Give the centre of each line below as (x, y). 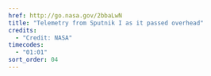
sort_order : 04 (33, 60)
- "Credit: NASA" (44, 38)
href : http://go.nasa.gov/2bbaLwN (65, 15)
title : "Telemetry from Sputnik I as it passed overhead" (106, 23)
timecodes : (26, 45)
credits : (23, 30)
